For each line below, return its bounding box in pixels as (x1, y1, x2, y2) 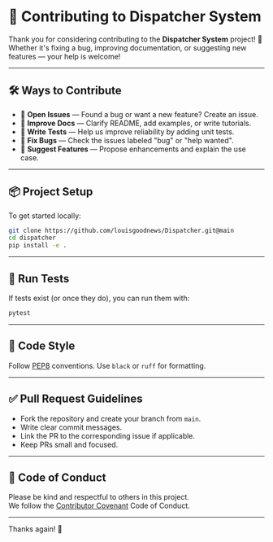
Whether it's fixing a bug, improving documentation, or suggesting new (8, 42, 247, 52)
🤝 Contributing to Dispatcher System (8, 7, 262, 26)
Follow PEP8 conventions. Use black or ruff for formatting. (8, 361, 206, 370)
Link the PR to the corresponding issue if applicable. (19, 431, 196, 440)
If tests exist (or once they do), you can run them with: (8, 293, 190, 303)
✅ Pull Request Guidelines (8, 392, 144, 406)
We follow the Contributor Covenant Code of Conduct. (8, 500, 190, 511)
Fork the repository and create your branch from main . (19, 413, 201, 423)
